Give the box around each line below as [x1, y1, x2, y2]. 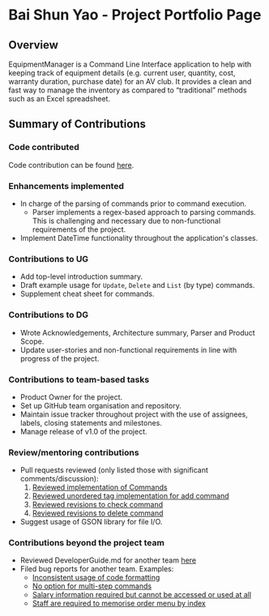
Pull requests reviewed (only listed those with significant [19, 465, 209, 475]
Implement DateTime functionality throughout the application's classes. [19, 233, 258, 242]
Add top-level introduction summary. [19, 272, 143, 281]
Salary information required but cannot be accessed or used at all [32, 590, 252, 600]
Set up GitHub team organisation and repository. [19, 400, 182, 410]
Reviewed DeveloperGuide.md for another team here [19, 555, 197, 565]
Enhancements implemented [8, 180, 124, 191]
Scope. [19, 336, 45, 346]
